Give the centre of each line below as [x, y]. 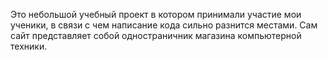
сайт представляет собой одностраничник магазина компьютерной [156, 35]
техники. [29, 46]
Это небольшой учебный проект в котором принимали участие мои [156, 14]
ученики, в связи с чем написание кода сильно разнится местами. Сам [164, 25]
